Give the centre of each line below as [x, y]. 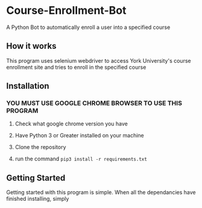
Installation [28, 86]
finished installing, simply [38, 199]
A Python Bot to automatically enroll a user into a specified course [88, 27]
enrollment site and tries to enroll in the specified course [76, 67]
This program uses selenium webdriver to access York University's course [99, 60]
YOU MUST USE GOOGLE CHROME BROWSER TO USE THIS [94, 103]
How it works [31, 46]
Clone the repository [40, 147]
